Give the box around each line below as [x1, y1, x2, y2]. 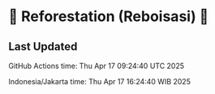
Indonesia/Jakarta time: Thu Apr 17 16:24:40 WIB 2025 [8, 77, 191, 86]
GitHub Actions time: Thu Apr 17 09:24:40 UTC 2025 [8, 61, 185, 70]
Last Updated [8, 40, 78, 53]
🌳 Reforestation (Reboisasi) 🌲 [8, 7, 209, 26]
